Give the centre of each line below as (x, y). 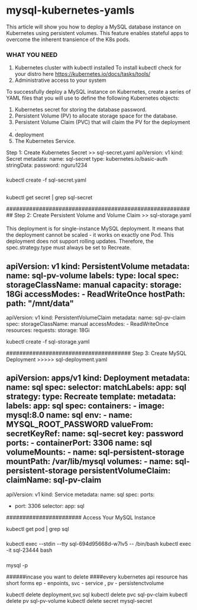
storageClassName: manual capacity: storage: (94, 285)
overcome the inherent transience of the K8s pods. (68, 39)
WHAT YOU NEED (32, 55)
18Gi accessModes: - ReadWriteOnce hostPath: (96, 294)
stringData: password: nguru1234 (47, 165)
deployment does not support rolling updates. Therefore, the (80, 242)
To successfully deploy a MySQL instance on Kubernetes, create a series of (98, 92)
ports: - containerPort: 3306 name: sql (79, 443)
